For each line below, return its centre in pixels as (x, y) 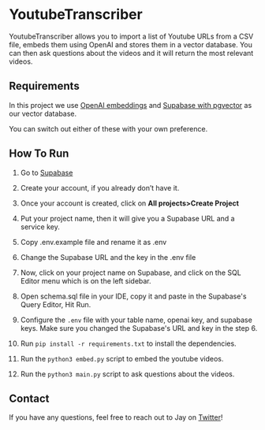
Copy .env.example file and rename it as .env (93, 242)
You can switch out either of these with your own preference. (108, 128)
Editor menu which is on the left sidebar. (86, 280)
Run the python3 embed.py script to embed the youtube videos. (122, 358)
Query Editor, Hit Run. (56, 304)
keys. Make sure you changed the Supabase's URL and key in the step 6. (139, 328)
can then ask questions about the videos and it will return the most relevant (131, 53)
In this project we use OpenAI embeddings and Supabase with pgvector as (131, 105)
